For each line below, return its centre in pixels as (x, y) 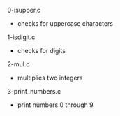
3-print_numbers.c (34, 91)
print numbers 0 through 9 (55, 105)
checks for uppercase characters (65, 23)
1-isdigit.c (21, 37)
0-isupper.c (24, 10)
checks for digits (42, 51)
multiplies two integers (50, 78)
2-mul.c (18, 64)
